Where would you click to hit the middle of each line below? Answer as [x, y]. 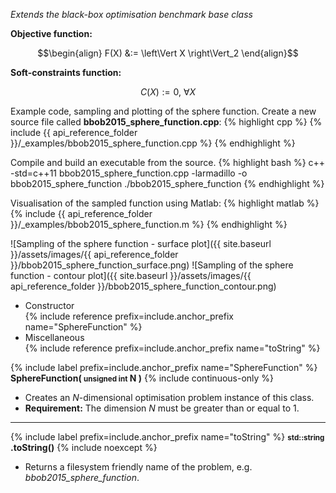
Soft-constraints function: [66, 72]
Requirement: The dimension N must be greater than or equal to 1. [162, 408]
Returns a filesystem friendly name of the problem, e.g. [138, 467]
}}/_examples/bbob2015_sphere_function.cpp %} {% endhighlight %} [153, 143]
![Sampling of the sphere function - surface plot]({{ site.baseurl [141, 243]
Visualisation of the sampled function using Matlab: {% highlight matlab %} [165, 203]
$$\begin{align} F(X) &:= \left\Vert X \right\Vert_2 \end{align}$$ [168, 53]
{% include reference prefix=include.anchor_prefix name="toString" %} [172, 348]
